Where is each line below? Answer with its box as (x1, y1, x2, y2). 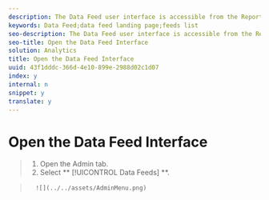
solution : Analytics (8, 46, 78, 55)
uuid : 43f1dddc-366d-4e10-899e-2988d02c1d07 (8, 64, 159, 72)
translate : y (8, 97, 52, 106)
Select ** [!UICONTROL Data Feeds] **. (39, 168, 170, 178)
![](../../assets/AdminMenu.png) (35, 184, 147, 192)
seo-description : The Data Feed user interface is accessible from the (8, 30, 252, 38)
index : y (8, 72, 38, 80)
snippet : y (8, 89, 45, 97)
